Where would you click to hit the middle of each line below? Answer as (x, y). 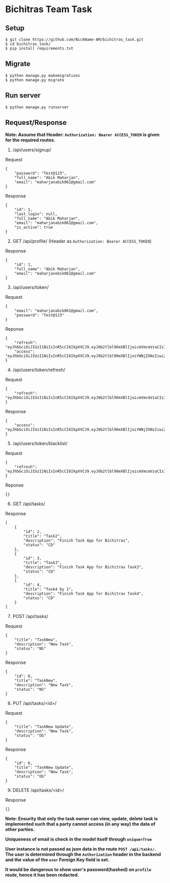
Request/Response (36, 123)
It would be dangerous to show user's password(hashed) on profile (78, 870)
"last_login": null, (36, 214)
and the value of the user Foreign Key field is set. (57, 860)
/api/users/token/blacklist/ (40, 444)
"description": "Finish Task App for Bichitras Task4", (83, 594)
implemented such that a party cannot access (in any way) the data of (80, 824)
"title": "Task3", (43, 563)
